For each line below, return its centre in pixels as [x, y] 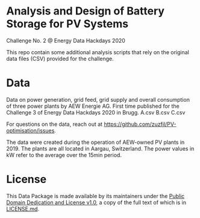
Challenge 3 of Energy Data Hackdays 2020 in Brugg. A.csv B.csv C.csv [96, 112]
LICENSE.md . [23, 208]
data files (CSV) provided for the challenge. [60, 58]
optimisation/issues [30, 130]
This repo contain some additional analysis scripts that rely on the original [98, 52]
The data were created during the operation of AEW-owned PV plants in [95, 142]
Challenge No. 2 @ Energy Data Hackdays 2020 [66, 40]
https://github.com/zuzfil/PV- [140, 124]
